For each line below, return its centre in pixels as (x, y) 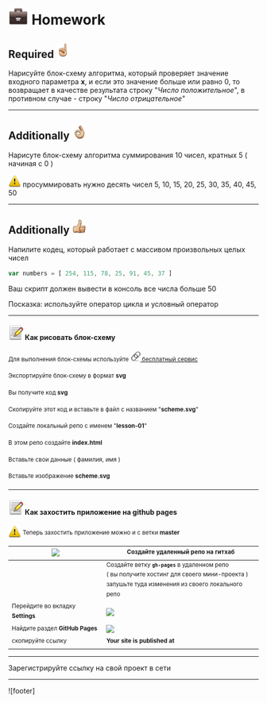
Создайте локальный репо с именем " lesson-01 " (77, 426)
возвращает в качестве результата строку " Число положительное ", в (126, 90)
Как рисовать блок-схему (70, 338)
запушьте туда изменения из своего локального (174, 584)
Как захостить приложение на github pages (101, 512)
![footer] (22, 691)
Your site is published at (140, 641)
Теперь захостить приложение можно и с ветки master (101, 533)
